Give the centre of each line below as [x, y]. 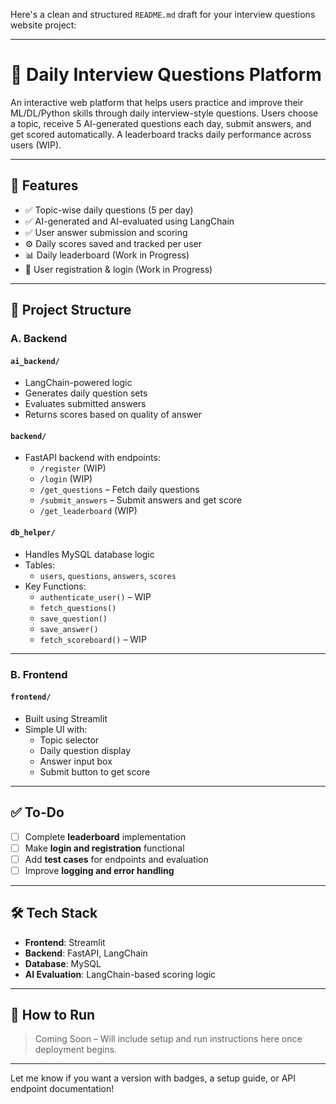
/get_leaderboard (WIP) [88, 511]
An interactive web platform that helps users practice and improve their [157, 102]
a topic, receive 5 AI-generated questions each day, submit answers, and [161, 123]
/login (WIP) [66, 479]
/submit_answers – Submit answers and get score [141, 500]
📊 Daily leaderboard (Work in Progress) [107, 255]
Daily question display [85, 750]
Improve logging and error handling [99, 870]
